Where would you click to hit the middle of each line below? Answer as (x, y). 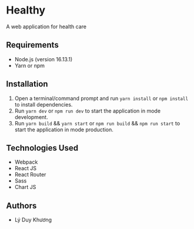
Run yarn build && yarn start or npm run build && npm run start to (97, 123)
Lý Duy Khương (33, 220)
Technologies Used (42, 148)
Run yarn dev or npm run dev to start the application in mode (87, 111)
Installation (27, 84)
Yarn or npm (30, 65)
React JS (26, 168)
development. (31, 117)
